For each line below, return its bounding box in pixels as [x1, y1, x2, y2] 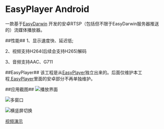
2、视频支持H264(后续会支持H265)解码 [5, 48, 87, 54]
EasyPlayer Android [5, 3, 89, 15]
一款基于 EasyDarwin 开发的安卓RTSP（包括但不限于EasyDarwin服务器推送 [5, 20, 159, 26]
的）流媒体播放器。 [5, 26, 45, 33]
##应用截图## [5, 86, 34, 92]
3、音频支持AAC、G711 [5, 58, 53, 64]
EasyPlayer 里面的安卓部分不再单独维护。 [11, 75, 95, 81]
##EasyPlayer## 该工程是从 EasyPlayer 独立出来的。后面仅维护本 [5, 69, 138, 75]
